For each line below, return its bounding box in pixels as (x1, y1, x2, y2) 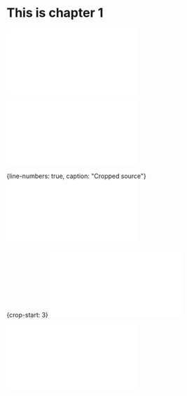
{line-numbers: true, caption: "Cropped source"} (6, 172, 146, 180)
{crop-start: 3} (6, 310, 48, 319)
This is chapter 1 (6, 5, 104, 21)
